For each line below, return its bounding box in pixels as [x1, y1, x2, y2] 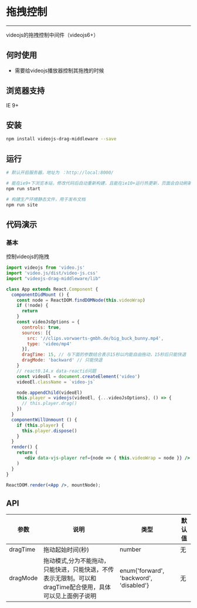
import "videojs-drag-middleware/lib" [6, 275, 101, 282]
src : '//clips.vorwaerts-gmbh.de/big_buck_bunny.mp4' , [27, 335, 164, 341]
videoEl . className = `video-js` [16, 379, 96, 385]
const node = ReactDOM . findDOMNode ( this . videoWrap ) [16, 297, 145, 303]
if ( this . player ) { [16, 422, 64, 428]
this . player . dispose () [21, 428, 77, 434]
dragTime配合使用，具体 [43, 583, 111, 592]
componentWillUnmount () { [11, 417, 77, 423]
